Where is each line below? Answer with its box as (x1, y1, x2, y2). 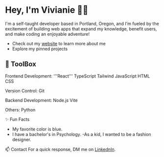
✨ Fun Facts (5, 116, 30, 122)
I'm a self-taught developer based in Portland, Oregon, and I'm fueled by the (5, 21, 159, 26)
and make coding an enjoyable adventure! (5, 31, 90, 37)
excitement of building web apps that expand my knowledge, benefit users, (5, 26, 157, 31)
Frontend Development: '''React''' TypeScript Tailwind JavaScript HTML (5, 73, 150, 79)
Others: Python (5, 106, 36, 112)
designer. (12, 136, 31, 142)
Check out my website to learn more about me (12, 40, 106, 46)
